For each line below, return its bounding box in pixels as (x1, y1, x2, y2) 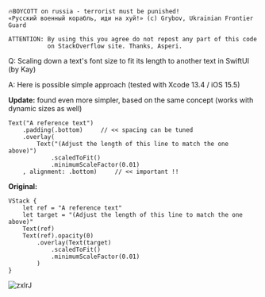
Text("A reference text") (8, 119, 94, 127)
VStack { (8, 197, 37, 205)
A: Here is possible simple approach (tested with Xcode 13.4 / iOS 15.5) (8, 80, 240, 89)
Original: (8, 182, 38, 191)
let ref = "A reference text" (22, 204, 123, 212)
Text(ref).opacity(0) (22, 232, 94, 240)
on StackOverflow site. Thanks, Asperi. (47, 42, 182, 50)
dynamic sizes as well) (8, 104, 83, 113)
